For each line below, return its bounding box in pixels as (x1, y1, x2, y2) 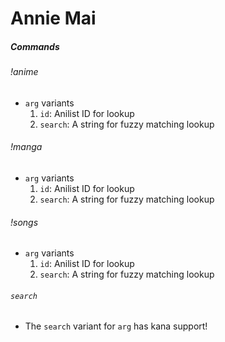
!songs (10, 216, 39, 228)
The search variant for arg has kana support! (24, 320, 208, 332)
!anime (10, 66, 39, 78)
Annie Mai (10, 7, 97, 30)
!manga (10, 141, 43, 153)
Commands (10, 40, 60, 52)
